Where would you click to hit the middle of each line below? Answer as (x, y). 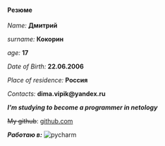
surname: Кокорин (36, 39)
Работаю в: (25, 135)
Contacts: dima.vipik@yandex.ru (56, 94)
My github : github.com (40, 121)
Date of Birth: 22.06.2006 (46, 66)
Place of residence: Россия (48, 80)
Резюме (20, 10)
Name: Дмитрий (32, 25)
